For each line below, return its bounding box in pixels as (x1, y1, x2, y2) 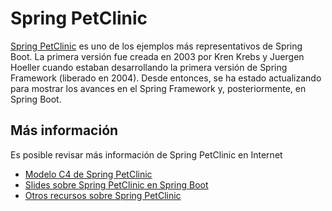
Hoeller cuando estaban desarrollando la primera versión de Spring (10, 61, 288, 73)
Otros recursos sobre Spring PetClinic (24, 189, 182, 201)
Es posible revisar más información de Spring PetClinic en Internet (10, 148, 283, 161)
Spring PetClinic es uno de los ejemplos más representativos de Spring (10, 40, 303, 52)
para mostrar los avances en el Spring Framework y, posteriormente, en (10, 82, 307, 94)
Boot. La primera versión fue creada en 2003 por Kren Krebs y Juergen (10, 50, 305, 62)
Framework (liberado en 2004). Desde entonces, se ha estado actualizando (10, 72, 322, 84)
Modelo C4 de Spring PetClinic (24, 168, 153, 180)
